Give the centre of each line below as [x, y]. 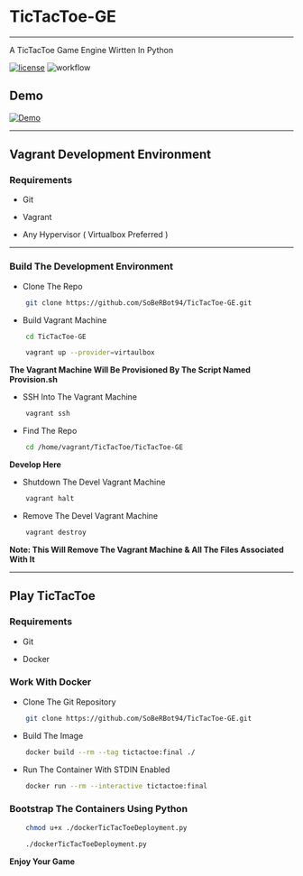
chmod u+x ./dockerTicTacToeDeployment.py [106, 827]
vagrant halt [50, 499]
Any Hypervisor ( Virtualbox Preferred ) [95, 235]
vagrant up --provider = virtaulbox [90, 353]
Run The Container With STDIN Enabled [96, 770]
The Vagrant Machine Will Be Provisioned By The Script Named [130, 370]
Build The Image [53, 735]
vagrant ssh [48, 414]
